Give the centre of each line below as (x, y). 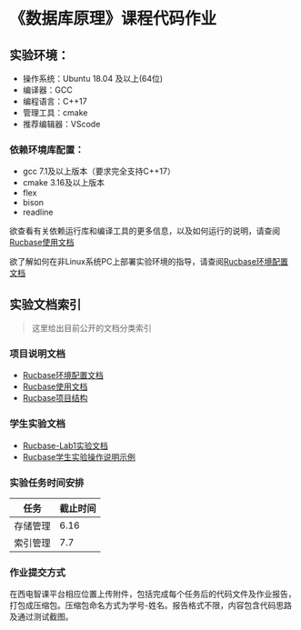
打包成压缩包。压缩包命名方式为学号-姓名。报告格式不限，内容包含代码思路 (151, 605)
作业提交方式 (38, 572)
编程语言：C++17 (55, 101)
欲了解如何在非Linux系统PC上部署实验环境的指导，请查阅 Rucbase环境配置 (149, 262)
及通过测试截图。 (41, 617)
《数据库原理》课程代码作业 (113, 19)
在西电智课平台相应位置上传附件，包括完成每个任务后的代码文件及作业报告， (153, 594)
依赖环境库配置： (47, 149)
